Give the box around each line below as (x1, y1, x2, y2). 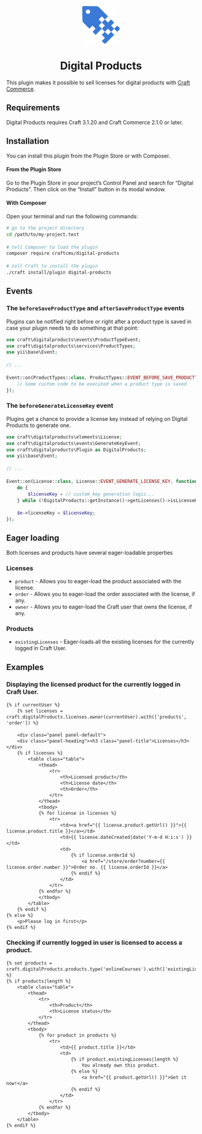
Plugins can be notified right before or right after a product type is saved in (6, 317, 192, 325)
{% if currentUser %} (6, 702, 61, 708)
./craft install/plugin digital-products (6, 269, 112, 276)
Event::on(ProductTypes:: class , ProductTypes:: (6, 375, 128, 381)
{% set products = (6, 960, 52, 966)
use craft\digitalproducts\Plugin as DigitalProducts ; (6, 447, 147, 453)
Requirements (6, 103, 60, 113)
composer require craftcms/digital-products (6, 250, 120, 257)
